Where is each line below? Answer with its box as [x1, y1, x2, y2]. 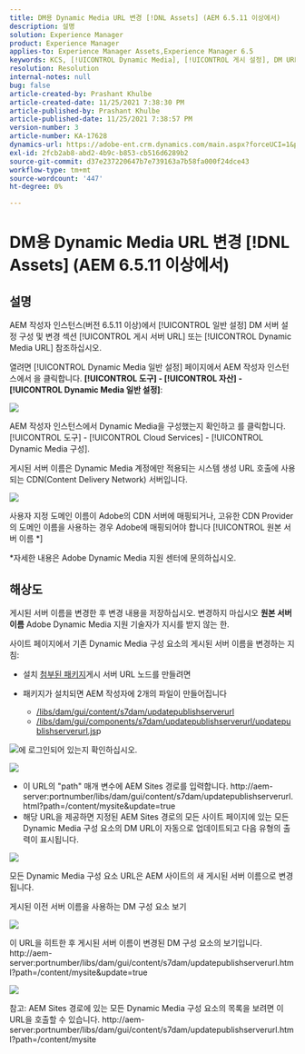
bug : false [9, 81, 51, 90]
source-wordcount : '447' [9, 174, 103, 183]
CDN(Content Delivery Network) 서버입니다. [25, 474, 188, 485]
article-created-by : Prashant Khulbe [9, 89, 152, 98]
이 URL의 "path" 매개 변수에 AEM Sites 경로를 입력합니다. [22, 781, 229, 791]
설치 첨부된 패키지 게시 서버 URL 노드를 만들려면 [22, 669, 192, 680]
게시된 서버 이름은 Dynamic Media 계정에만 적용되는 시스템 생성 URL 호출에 [9, 462, 280, 473]
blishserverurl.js [35, 725, 97, 736]
